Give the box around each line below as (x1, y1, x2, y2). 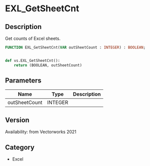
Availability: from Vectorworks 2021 (5, 129, 77, 135)
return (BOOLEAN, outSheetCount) (14, 62, 82, 68)
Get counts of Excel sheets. (5, 35, 61, 41)
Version (5, 116, 29, 124)
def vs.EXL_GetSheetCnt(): (5, 58, 60, 63)
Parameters (5, 77, 42, 85)
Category (5, 143, 35, 151)
